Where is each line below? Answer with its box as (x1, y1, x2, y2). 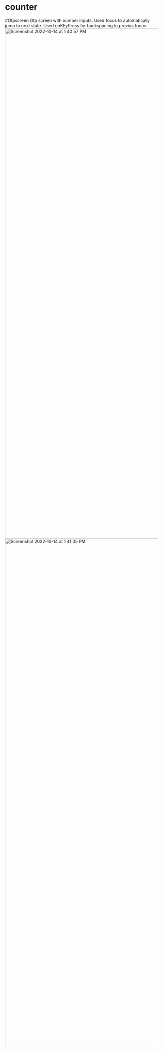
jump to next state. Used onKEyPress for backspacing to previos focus (5, 22, 147, 28)
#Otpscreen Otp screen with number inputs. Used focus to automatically (5, 17, 150, 23)
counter (5, 1, 38, 13)
